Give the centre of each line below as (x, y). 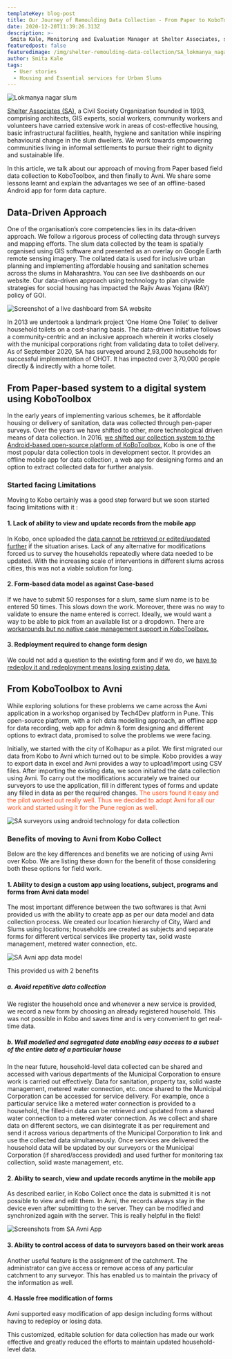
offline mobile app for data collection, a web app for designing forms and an (115, 460)
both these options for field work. (55, 869)
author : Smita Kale (35, 59)
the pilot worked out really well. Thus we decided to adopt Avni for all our (111, 800)
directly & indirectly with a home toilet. (61, 366)
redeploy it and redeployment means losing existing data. (89, 667)
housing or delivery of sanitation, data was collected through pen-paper (109, 423)
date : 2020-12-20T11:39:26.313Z (54, 26)
